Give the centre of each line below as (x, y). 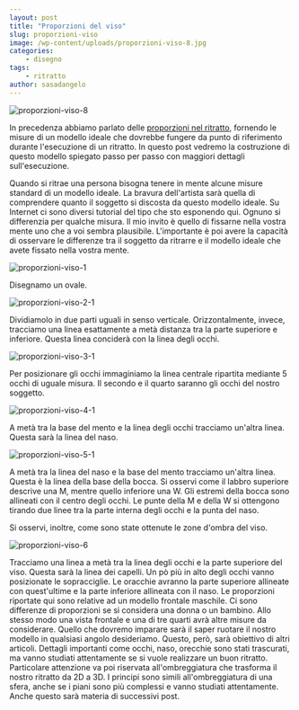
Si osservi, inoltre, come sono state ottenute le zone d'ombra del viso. (138, 528)
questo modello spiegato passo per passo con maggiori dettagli (127, 156)
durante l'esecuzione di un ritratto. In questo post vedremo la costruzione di (149, 146)
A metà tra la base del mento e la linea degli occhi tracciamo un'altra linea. (147, 427)
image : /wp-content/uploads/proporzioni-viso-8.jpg (108, 43)
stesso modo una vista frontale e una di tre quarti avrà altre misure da (138, 619)
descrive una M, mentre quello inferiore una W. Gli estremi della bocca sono (149, 491)
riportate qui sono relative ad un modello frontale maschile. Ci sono (133, 600)
